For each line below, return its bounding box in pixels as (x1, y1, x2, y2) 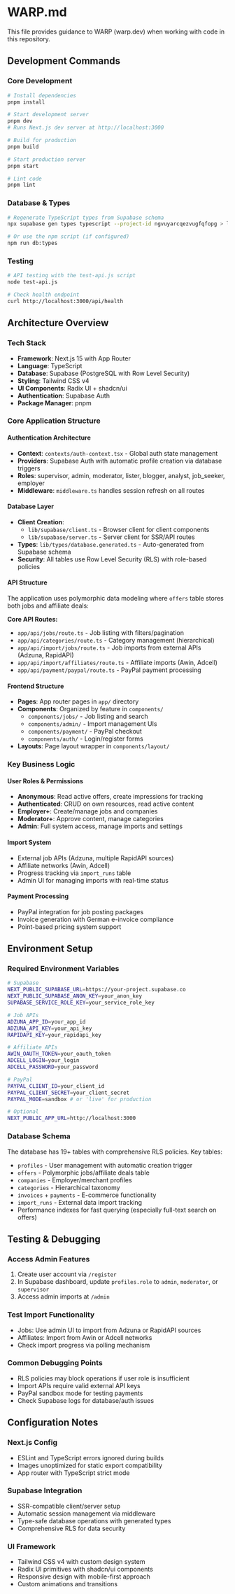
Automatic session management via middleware (17, 1509, 156, 1518)
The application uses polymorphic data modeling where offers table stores (7, 594, 224, 603)
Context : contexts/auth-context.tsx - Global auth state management (17, 449, 218, 457)
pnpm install (7, 99, 45, 106)
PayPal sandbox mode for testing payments (17, 1389, 143, 1397)
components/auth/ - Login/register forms (27, 734, 143, 743)
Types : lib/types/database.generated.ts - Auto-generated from (17, 540, 204, 548)
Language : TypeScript (17, 361, 83, 370)
